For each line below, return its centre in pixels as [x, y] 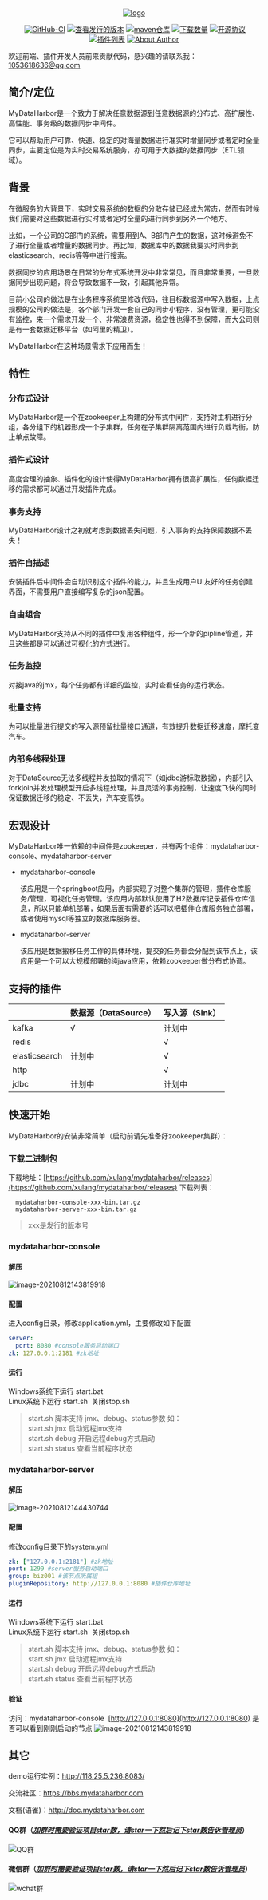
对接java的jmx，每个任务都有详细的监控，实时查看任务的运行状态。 [119, 685]
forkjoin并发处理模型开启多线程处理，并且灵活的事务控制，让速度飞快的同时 [132, 788]
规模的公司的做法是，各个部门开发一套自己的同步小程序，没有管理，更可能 [130, 309]
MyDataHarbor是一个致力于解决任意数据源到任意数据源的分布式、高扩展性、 [134, 113]
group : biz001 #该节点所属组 [53, 1577]
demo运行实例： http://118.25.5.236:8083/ [77, 1776]
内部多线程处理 [37, 759]
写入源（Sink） [192, 1013]
